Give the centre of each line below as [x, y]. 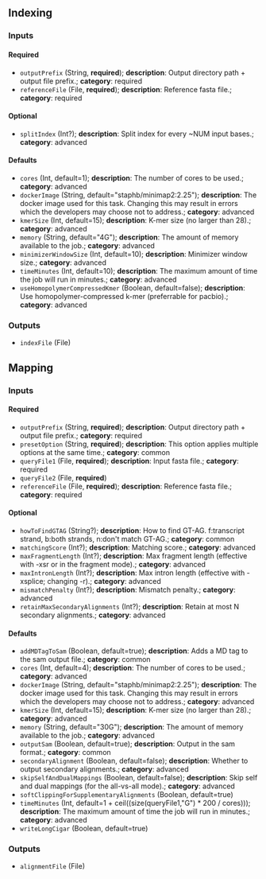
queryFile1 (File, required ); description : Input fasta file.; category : [129, 461]
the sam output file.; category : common [85, 659]
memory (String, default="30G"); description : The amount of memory [131, 727]
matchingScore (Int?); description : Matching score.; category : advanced [138, 547]
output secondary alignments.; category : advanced [104, 769]
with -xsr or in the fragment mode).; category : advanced [113, 564]
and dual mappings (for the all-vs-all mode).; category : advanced [127, 786]
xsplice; [33, 581]
